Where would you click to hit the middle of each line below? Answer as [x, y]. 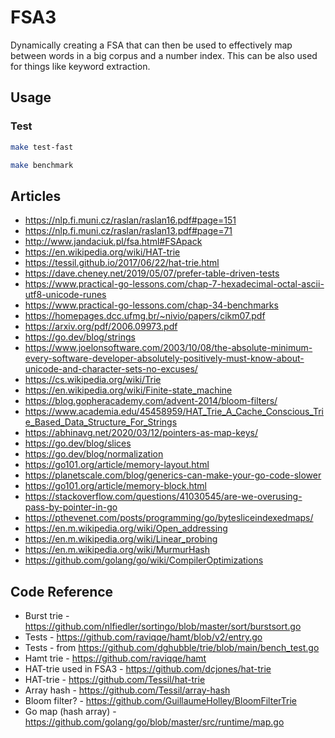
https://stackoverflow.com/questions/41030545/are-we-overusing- [163, 497]
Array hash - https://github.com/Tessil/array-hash [127, 690]
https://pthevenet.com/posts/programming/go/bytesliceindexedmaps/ [169, 518]
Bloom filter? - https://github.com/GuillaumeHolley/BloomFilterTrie [160, 700]
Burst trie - [47, 615]
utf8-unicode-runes [65, 295]
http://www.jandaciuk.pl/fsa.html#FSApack [113, 242]
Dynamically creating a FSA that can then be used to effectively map [151, 45]
